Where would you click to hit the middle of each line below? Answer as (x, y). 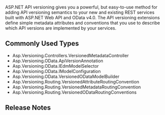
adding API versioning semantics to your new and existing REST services (80, 12)
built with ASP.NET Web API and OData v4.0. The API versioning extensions (82, 18)
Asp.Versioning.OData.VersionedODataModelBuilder (66, 77)
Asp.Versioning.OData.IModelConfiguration (56, 71)
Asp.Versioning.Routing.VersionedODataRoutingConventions (74, 92)
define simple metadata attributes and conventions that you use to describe (82, 23)
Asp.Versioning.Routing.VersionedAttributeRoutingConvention (76, 81)
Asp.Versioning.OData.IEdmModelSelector (56, 66)
